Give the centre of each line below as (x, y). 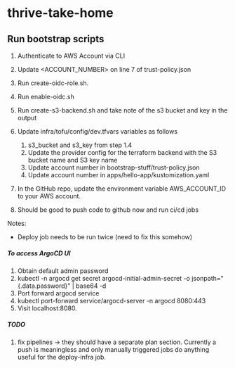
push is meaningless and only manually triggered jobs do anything (113, 349)
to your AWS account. (49, 196)
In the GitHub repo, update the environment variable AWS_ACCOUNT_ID (122, 189)
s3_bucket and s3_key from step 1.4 (80, 145)
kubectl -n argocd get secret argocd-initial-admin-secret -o (104, 278)
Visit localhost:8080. (47, 308)
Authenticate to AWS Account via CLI (71, 56)
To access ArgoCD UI (39, 253)
